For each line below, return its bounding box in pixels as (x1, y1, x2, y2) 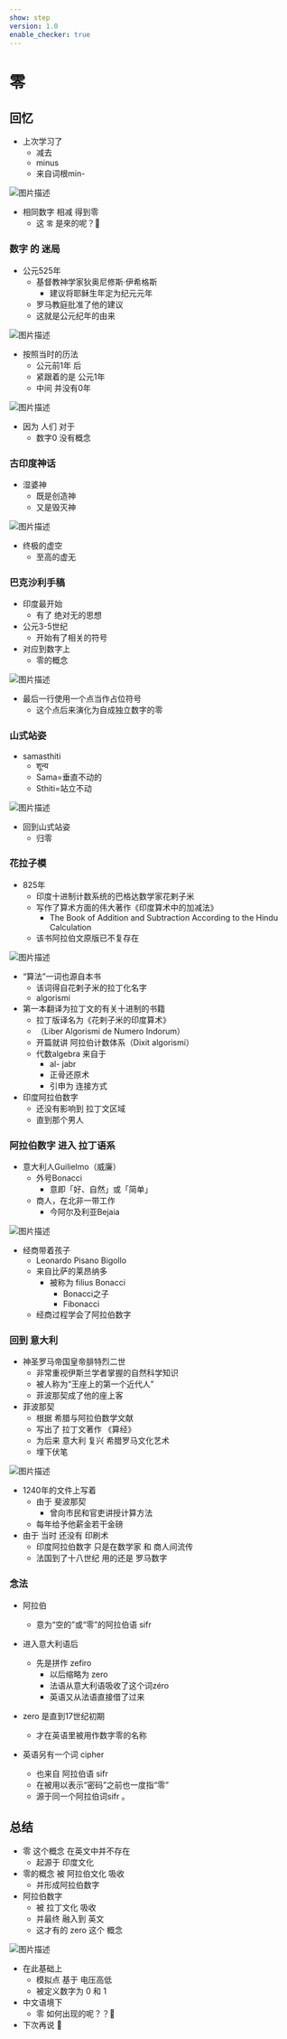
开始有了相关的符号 (35, 632, 108, 643)
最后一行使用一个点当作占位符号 (22, 693, 142, 705)
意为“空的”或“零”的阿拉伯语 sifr (35, 1619, 152, 1630)
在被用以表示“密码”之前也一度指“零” (35, 1779, 170, 1790)
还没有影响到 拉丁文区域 (35, 1103, 126, 1114)
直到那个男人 (35, 1114, 84, 1125)
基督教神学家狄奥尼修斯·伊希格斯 (35, 276, 158, 287)
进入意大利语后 (22, 1638, 79, 1649)
